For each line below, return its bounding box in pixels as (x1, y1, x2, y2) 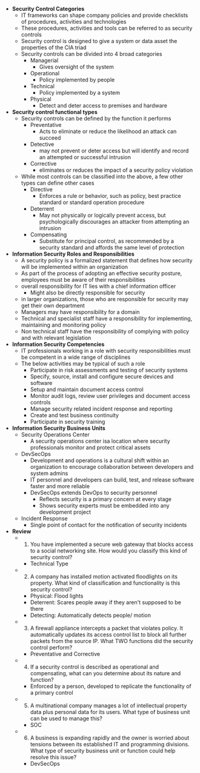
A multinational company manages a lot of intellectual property (30, 702, 187, 709)
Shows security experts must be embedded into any (39, 502, 170, 509)
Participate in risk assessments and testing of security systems (30, 367, 188, 373)
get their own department (21, 302, 85, 309)
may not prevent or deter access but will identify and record (39, 147, 189, 154)
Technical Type (30, 560, 68, 567)
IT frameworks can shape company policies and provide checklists (21, 12, 188, 19)
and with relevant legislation (21, 334, 92, 341)
